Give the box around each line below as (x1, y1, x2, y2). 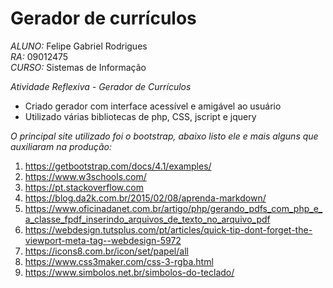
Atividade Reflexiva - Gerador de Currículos (10, 80, 192, 92)
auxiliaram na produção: (10, 140, 113, 152)
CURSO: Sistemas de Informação (10, 61, 147, 73)
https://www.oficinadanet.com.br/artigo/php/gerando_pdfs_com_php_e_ (24, 202, 323, 214)
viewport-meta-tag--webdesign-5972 (24, 234, 182, 246)
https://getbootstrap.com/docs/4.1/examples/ (24, 160, 212, 172)
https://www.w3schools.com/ (24, 170, 147, 182)
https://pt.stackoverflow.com (24, 181, 144, 193)
